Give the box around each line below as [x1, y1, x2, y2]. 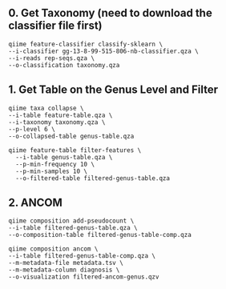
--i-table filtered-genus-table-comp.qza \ [8, 252, 156, 260]
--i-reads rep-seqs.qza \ [8, 54, 95, 62]
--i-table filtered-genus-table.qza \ [8, 224, 138, 232]
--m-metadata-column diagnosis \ [8, 266, 120, 275]
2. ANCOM [8, 196, 63, 210]
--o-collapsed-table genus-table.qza [8, 132, 135, 140]
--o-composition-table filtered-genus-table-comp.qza [8, 231, 192, 239]
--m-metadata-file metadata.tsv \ [8, 259, 124, 267]
